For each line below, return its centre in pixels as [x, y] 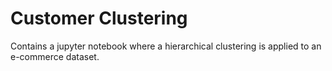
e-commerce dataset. [55, 56]
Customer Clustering [99, 18]
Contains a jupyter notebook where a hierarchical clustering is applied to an [166, 46]
